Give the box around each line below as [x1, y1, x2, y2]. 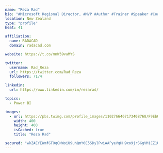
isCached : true [14, 127, 45, 133]
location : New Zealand [5, 16, 51, 21]
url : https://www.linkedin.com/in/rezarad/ [9, 87, 98, 92]
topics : [5, 96, 21, 101]
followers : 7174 [9, 74, 42, 79]
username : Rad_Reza [9, 65, 49, 70]
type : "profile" [5, 20, 38, 26]
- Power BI [9, 101, 32, 105]
